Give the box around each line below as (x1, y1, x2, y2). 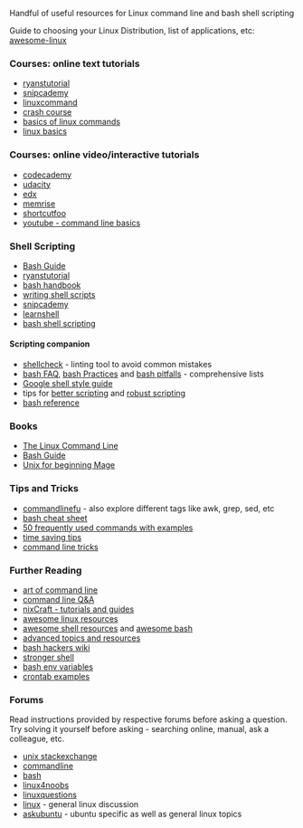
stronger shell (22, 652, 75, 662)
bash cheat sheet (22, 512, 88, 523)
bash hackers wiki (22, 642, 90, 652)
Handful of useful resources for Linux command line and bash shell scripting (9, 8, 295, 18)
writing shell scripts (22, 289, 96, 300)
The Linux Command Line (22, 441, 119, 452)
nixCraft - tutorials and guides (22, 604, 135, 614)
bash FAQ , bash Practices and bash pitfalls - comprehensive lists (22, 368, 264, 379)
